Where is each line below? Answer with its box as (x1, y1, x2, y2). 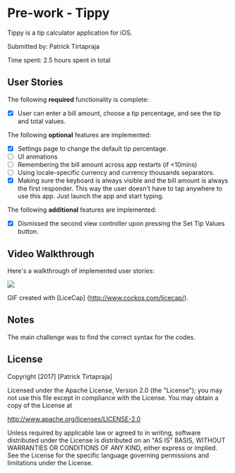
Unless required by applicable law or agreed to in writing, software (7, 428, 201, 437)
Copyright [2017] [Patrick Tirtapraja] (7, 372, 113, 380)
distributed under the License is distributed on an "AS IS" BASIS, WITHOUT (7, 435, 226, 444)
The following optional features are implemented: (7, 130, 152, 139)
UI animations (17, 152, 58, 161)
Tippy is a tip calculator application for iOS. (7, 28, 133, 37)
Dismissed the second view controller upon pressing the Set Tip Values (17, 220, 225, 228)
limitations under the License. (7, 458, 93, 467)
